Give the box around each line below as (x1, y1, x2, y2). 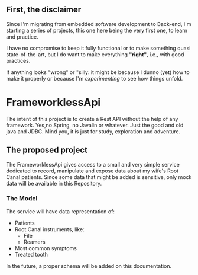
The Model (6, 194, 38, 203)
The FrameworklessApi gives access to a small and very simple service (6, 161, 180, 168)
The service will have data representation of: (6, 207, 115, 215)
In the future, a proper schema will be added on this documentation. (6, 262, 172, 269)
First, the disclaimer (6, 5, 82, 15)
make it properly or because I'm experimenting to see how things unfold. (6, 75, 183, 82)
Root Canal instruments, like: (14, 225, 85, 233)
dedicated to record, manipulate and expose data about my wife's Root (6, 167, 179, 174)
